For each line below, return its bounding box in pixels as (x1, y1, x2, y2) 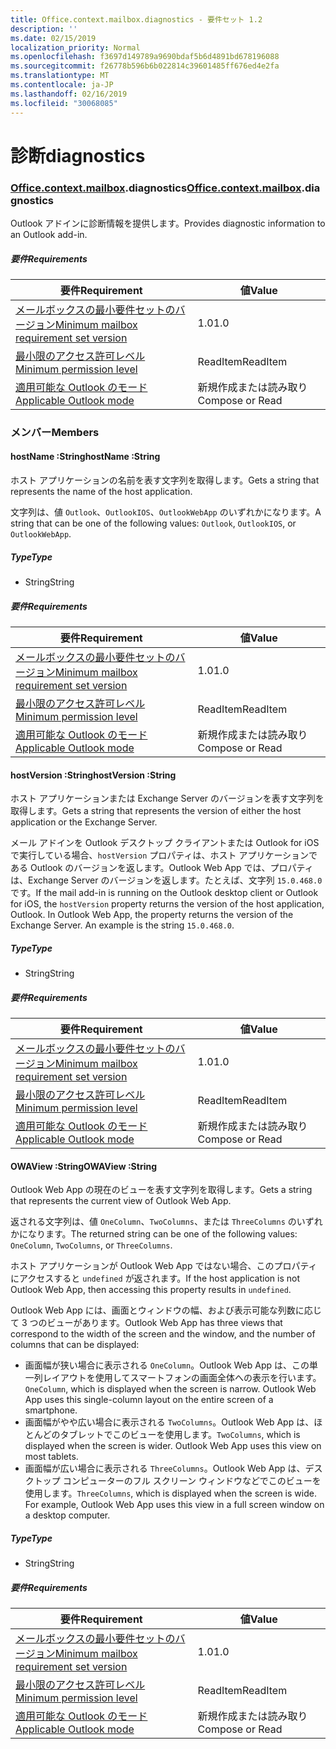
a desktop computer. (24, 1509, 111, 1521)
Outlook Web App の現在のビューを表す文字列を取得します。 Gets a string (10, 1184, 313, 1196)
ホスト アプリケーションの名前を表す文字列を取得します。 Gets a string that (10, 474, 320, 486)
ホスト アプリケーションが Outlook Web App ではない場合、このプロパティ (10, 1260, 318, 1272)
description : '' (10, 24, 78, 34)
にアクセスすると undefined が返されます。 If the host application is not (10, 1272, 300, 1285)
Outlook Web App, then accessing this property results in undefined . (10, 1284, 292, 1296)
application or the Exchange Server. (10, 816, 158, 828)
